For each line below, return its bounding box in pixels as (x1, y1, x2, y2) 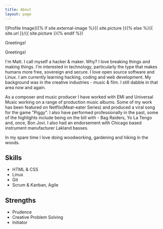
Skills (5, 153, 22, 162)
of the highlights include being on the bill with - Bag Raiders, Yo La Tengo (5, 114, 152, 120)
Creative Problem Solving (12, 214, 63, 220)
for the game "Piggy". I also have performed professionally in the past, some (5, 109, 159, 115)
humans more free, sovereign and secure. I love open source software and (5, 69, 155, 75)
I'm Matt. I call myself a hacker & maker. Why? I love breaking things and (5, 58, 150, 64)
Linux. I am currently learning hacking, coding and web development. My (5, 74, 151, 80)
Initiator (12, 220, 28, 226)
